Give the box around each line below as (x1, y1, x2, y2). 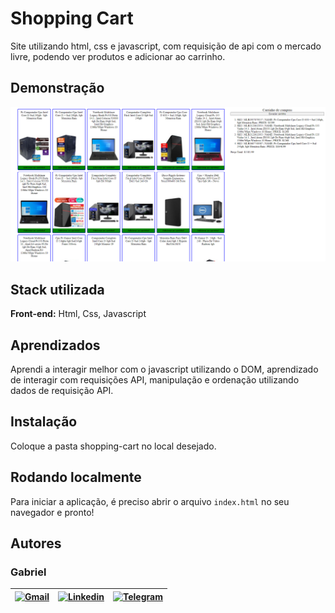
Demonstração (10, 80, 105, 97)
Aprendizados (10, 337, 101, 354)
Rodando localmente (10, 469, 142, 486)
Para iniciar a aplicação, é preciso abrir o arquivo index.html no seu (10, 495, 290, 507)
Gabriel (10, 565, 47, 579)
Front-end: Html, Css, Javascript (10, 308, 147, 320)
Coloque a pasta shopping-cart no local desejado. (10, 440, 217, 452)
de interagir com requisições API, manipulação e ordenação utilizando (10, 373, 300, 386)
